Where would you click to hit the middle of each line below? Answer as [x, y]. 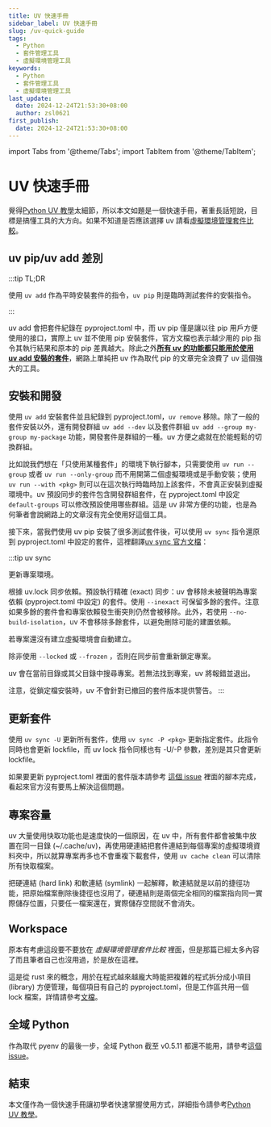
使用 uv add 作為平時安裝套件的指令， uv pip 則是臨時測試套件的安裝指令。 [132, 294]
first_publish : [34, 121]
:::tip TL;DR [27, 278]
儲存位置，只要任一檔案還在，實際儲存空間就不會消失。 [107, 903]
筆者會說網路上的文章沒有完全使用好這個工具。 [93, 515]
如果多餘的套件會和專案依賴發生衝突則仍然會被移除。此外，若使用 [118, 612]
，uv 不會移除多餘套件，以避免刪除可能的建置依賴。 [149, 622]
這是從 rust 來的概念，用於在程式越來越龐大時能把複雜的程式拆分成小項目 [130, 976]
